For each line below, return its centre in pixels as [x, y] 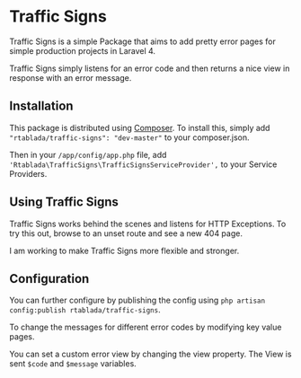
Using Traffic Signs [64, 202]
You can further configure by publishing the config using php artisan [137, 300]
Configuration [49, 279]
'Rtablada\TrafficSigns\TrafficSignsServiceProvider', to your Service [143, 164]
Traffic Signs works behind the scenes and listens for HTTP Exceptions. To [148, 224]
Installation [41, 106]
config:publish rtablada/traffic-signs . [85, 310]
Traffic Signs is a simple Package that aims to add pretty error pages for [142, 41]
